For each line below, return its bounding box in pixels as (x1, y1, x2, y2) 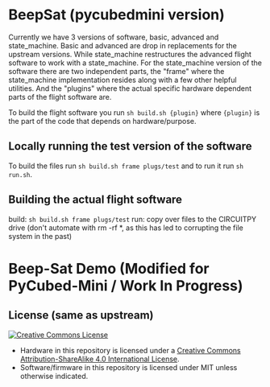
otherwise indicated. (19, 371, 89, 381)
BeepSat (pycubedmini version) (8, 6, 226, 24)
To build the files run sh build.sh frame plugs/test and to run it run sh (8, 161, 244, 171)
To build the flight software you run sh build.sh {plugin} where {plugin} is (8, 107, 260, 117)
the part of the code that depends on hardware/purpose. (8, 116, 197, 126)
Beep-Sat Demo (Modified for (8, 259, 210, 278)
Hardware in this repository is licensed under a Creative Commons (19, 345, 241, 355)
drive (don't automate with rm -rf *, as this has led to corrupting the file (8, 223, 243, 233)
